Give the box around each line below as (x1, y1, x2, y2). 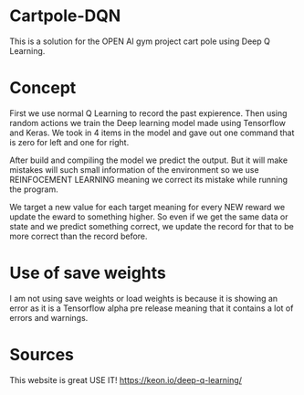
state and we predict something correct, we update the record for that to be (9, 220, 294, 231)
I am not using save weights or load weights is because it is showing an (9, 293, 278, 304)
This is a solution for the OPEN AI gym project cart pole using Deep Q (9, 36, 271, 47)
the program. (9, 184, 58, 195)
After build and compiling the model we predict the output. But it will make (9, 155, 288, 165)
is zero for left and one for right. (9, 136, 130, 147)
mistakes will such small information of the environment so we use (9, 164, 259, 175)
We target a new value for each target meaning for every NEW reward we (9, 201, 286, 212)
